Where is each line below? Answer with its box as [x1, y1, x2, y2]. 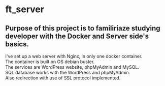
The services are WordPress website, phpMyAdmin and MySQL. [5, 64, 140, 70]
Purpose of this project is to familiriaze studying [5, 24, 160, 33]
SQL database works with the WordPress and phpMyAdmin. [5, 70, 130, 75]
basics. [5, 40, 29, 48]
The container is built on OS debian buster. [5, 59, 95, 65]
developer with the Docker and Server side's [5, 32, 149, 40]
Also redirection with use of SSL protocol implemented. [5, 75, 121, 81]
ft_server [5, 4, 45, 15]
